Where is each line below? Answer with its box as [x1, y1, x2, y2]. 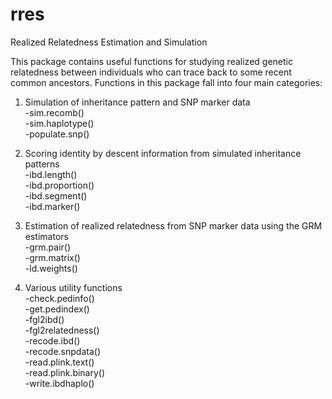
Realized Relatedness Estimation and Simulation [10, 36, 208, 48]
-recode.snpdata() [24, 345, 101, 357]
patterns [24, 158, 60, 170]
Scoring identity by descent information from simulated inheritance [24, 147, 302, 159]
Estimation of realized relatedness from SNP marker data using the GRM [24, 219, 323, 232]
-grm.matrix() [24, 251, 81, 263]
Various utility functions [24, 281, 123, 293]
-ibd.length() [24, 168, 78, 180]
